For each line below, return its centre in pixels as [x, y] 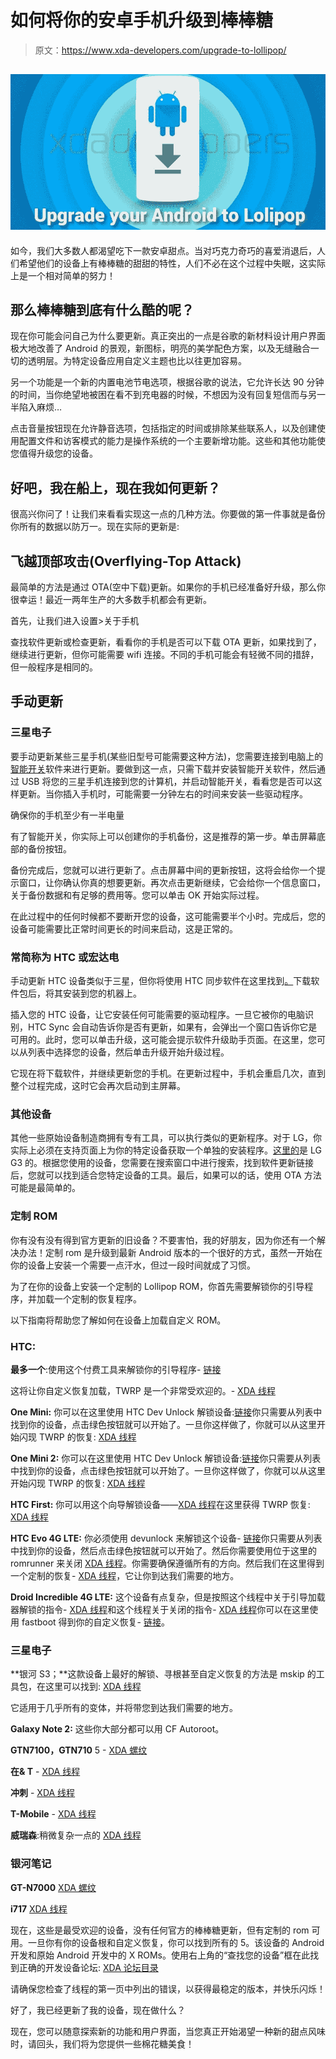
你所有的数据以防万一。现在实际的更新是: [95, 527]
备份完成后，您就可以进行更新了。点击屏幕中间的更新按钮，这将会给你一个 [163, 870]
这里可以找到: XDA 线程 [93, 1687]
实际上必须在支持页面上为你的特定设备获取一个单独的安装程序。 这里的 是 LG [166, 1150]
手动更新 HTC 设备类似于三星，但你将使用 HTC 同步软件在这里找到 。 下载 [161, 981]
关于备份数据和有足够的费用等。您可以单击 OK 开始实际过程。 [137, 895]
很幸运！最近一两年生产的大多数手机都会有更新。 [111, 600]
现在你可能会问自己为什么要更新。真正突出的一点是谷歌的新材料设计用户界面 [168, 336]
